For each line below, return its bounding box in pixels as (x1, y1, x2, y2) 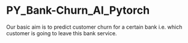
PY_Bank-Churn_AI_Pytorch (6, 4, 150, 17)
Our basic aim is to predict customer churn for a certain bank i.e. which (6, 23, 183, 30)
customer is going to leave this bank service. (6, 29, 117, 36)
